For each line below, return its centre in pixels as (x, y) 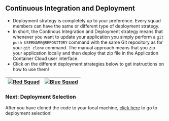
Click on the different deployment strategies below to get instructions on (88, 64)
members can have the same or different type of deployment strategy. (86, 26)
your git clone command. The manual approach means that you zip (84, 47)
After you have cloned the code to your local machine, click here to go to (81, 108)
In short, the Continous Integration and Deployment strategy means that (88, 31)
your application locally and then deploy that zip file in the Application (86, 53)
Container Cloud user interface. (45, 58)
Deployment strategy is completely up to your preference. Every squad (87, 20)
